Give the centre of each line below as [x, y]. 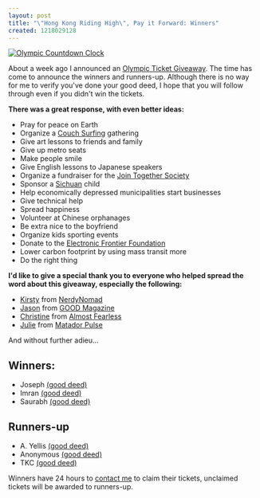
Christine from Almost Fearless [71, 316]
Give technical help [51, 201]
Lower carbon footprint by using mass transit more [103, 252]
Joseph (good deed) [53, 385]
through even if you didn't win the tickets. [77, 94]
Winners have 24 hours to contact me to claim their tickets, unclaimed [123, 478]
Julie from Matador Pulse [61, 325]
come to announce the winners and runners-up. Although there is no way [129, 77]
